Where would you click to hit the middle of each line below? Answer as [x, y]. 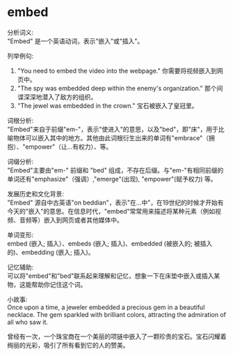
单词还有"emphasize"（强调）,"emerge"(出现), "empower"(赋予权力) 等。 [112, 179]
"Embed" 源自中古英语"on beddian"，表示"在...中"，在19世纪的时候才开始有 [115, 202]
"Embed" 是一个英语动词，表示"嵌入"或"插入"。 [75, 41]
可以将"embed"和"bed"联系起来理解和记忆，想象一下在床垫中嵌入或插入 [111, 276]
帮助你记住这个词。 [59, 284]
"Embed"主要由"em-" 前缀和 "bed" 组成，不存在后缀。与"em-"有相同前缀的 [115, 170]
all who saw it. [28, 322]
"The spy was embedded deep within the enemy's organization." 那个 [117, 88]
